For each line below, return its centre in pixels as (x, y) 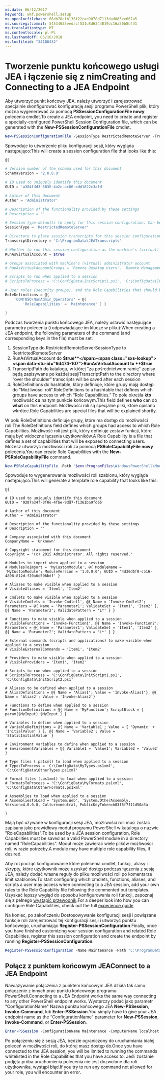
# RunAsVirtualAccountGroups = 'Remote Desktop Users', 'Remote (72, 268)
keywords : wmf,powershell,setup (38, 14)
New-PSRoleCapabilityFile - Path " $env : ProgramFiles (59, 466)
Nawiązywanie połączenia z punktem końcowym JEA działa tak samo (75, 986)
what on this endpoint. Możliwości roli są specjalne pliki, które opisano (84, 405)
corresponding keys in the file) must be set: (49, 338)
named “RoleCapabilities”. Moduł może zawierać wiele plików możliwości (79, 844)
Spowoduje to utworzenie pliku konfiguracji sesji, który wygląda (69, 146)
